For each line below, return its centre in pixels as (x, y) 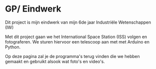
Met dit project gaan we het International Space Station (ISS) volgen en (76, 37)
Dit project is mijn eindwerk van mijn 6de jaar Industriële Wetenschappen (78, 22)
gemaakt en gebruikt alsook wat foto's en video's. (55, 61)
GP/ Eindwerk (33, 9)
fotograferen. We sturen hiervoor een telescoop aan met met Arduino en (77, 41)
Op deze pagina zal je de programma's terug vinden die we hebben (72, 56)
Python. (13, 47)
